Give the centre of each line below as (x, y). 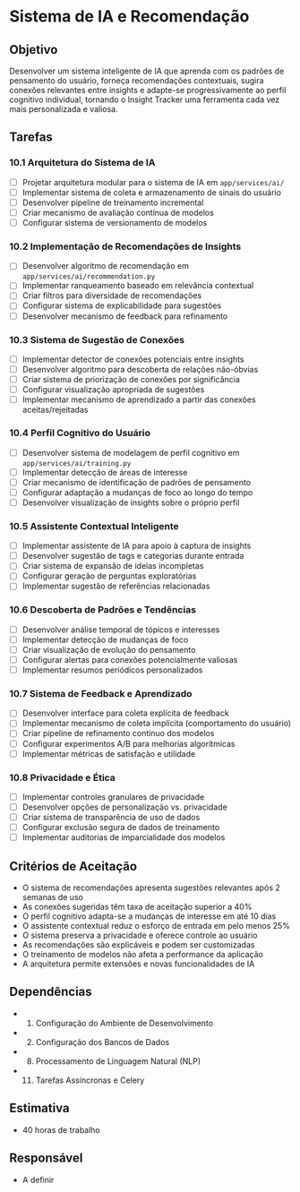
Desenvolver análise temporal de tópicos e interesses (121, 630)
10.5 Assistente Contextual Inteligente (94, 526)
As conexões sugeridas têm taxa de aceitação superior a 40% (137, 907)
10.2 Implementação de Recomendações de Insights (125, 246)
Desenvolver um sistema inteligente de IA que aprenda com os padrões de (147, 71)
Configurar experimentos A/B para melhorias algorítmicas (129, 743)
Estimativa (39, 1108)
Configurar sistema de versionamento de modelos (115, 222)
